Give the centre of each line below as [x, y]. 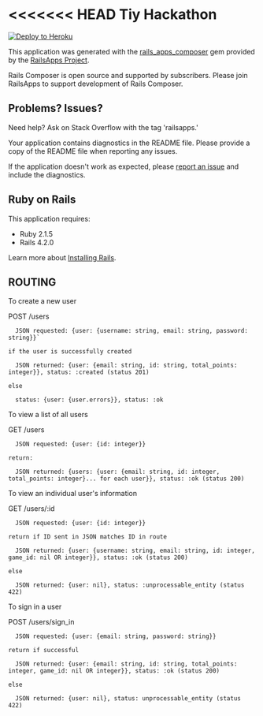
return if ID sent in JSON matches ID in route [88, 537]
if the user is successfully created [70, 352]
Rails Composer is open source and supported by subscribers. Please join [128, 75]
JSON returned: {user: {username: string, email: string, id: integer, [135, 551]
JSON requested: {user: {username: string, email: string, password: [131, 331]
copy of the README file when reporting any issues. [93, 151]
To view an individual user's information [73, 494]
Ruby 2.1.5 [36, 233]
